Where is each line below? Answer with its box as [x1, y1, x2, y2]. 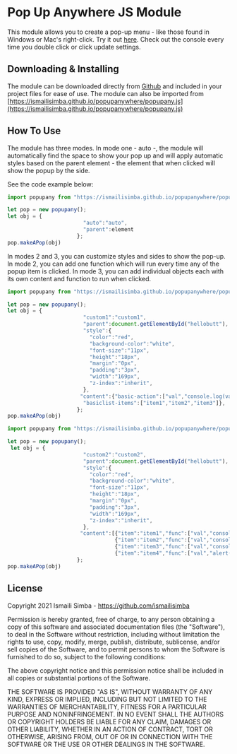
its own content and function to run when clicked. [7, 274, 152, 283]
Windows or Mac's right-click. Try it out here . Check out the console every [7, 35, 224, 43]
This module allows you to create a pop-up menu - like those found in [7, 28, 210, 36]
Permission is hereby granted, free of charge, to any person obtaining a [7, 615, 215, 623]
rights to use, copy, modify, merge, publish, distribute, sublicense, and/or [7, 637, 220, 646]
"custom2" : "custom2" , [83, 451, 147, 458]
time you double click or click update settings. [7, 42, 141, 51]
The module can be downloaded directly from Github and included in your [7, 82, 222, 90]
